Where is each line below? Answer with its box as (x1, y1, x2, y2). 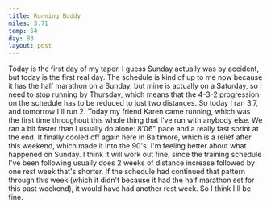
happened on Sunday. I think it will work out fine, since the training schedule (8, 150, 262, 160)
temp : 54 (8, 27, 38, 35)
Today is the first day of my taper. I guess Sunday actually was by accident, (8, 64, 260, 73)
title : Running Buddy (8, 11, 81, 20)
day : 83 (8, 34, 35, 43)
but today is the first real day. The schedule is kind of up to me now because (8, 73, 263, 82)
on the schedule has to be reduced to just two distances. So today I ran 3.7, (8, 98, 259, 108)
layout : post (8, 42, 52, 50)
